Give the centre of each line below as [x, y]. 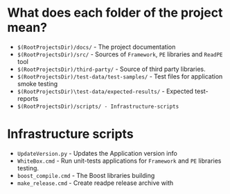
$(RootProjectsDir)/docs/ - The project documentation [96, 47]
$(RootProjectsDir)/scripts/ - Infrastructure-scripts [98, 106]
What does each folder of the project [115, 13]
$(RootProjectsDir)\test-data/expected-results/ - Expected [105, 91]
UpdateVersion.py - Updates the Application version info [97, 153]
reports [28, 98]
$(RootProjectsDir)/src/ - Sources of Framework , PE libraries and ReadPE [120, 54]
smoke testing [37, 83]
